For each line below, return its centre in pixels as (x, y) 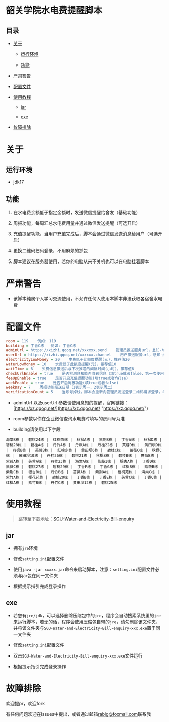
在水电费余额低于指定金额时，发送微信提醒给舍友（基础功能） (77, 212)
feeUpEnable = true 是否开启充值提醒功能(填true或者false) (67, 378)
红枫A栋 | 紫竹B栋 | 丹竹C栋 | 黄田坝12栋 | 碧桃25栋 (61, 483)
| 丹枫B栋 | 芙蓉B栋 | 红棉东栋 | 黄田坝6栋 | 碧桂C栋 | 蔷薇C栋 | (77, 451)
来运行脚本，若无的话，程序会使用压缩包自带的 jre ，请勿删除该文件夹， (87, 621)
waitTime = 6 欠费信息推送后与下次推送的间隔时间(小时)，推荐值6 (70, 369)
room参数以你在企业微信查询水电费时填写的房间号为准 (69, 419)
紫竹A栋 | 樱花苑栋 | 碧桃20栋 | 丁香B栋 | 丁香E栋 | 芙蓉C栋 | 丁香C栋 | (84, 477)
